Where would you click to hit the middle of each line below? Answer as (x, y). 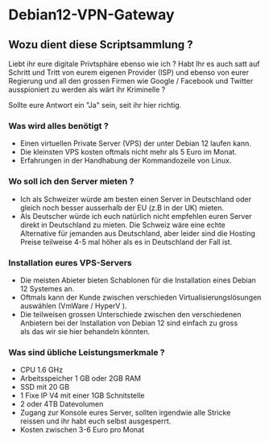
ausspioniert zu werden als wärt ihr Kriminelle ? (87, 89)
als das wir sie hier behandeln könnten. (85, 331)
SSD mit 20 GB (45, 387)
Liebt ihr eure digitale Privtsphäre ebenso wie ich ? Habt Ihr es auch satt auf (134, 64)
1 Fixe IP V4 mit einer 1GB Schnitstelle (82, 395)
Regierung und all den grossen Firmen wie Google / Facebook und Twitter (131, 81)
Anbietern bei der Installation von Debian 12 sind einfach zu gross (129, 323)
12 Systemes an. (47, 288)
